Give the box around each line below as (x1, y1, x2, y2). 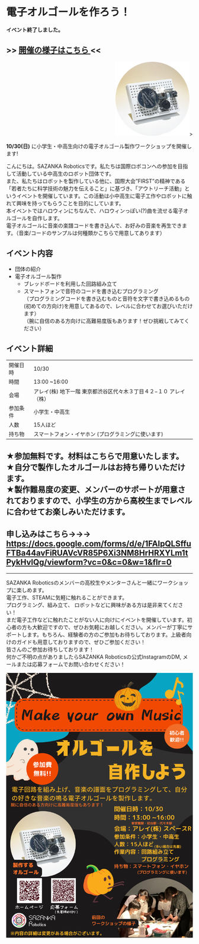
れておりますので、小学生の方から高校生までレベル (6, 496, 192, 506)
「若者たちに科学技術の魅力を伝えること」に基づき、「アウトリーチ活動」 (6, 185, 185, 192)
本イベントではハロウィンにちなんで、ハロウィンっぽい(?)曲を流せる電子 (6, 207, 184, 214)
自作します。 (31, 214, 63, 221)
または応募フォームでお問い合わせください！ (16, 661, 126, 668)
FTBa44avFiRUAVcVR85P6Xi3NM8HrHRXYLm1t (6, 548, 188, 558)
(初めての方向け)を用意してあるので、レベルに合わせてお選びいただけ (23, 302, 193, 309)
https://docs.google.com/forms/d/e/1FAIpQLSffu (6, 538, 191, 549)
